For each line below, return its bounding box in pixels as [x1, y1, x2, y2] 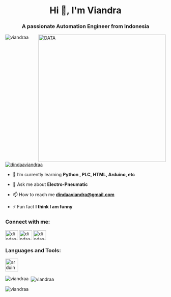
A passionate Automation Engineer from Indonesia [21, 23, 150, 30]
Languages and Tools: [5, 247, 61, 254]
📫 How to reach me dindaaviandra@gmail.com [12, 192, 115, 198]
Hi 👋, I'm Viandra [49, 5, 122, 16]
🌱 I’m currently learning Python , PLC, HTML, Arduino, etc [12, 172, 135, 178]
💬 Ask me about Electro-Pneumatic [12, 181, 88, 187]
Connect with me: [5, 219, 50, 226]
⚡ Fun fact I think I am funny [12, 204, 73, 210]
